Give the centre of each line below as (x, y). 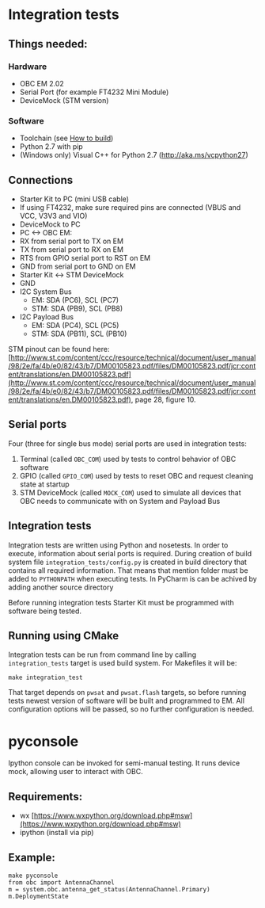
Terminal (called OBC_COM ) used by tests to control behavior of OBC (128, 459)
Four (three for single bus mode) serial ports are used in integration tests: (127, 443)
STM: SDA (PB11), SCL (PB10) (79, 334)
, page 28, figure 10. (163, 399)
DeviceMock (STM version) (64, 100)
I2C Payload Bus (46, 317)
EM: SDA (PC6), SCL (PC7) (75, 299)
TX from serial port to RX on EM (72, 249)
